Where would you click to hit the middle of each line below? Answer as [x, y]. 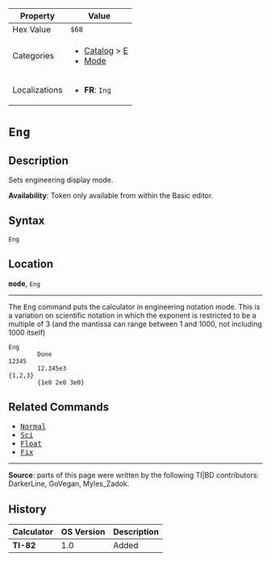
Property [37, 16]
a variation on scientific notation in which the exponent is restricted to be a [132, 315]
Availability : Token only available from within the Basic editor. [111, 195]
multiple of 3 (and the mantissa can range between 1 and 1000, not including [135, 324]
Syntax [27, 221]
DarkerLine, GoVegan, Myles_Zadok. [69, 484]
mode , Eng [25, 283]
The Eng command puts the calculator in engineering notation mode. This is [134, 306]
